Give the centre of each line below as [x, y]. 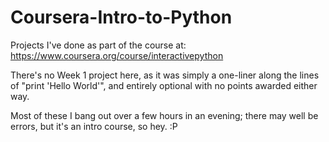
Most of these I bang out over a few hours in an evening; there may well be [164, 115]
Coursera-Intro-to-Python [121, 17]
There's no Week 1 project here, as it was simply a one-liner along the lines [165, 75]
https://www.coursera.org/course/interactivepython [117, 55]
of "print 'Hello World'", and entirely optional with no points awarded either [164, 85]
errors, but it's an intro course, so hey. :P [94, 126]
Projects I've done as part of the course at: [98, 45]
